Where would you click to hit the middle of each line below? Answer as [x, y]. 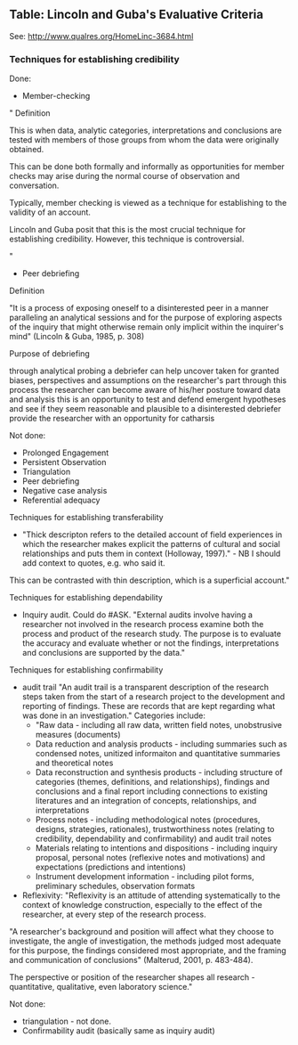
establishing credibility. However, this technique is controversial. [127, 239]
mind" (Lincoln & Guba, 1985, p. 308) [77, 337]
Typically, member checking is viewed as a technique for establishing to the [148, 203]
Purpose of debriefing [50, 354]
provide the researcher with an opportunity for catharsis [112, 419]
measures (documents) [78, 735]
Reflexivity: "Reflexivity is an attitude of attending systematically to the [151, 895]
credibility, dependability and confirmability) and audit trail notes [153, 839]
